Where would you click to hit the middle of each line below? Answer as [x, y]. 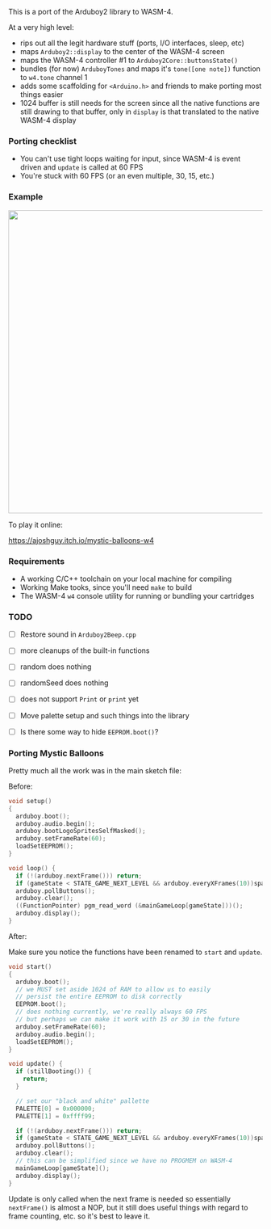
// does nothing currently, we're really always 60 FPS [111, 1012]
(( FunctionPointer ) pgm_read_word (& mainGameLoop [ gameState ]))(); [129, 906]
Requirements [37, 561]
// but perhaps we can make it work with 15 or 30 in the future [128, 1020]
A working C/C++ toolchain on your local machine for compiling [126, 579]
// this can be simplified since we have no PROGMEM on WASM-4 [124, 1161]
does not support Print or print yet [79, 699]
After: [18, 936]
